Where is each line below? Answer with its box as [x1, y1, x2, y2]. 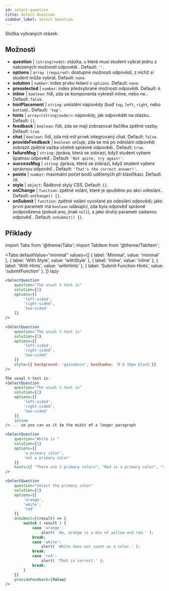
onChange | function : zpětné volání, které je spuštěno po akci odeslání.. [12, 187, 163, 193]
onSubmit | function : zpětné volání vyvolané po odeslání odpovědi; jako [12, 198, 162, 204]
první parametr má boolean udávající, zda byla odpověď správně [12, 203, 146, 209]
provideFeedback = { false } [14, 577, 66, 582]
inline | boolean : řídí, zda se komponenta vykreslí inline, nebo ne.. [12, 91, 148, 97]
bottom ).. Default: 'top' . [12, 107, 62, 113]
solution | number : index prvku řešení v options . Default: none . [12, 80, 140, 86]
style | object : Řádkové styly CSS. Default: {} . [12, 182, 109, 188]
